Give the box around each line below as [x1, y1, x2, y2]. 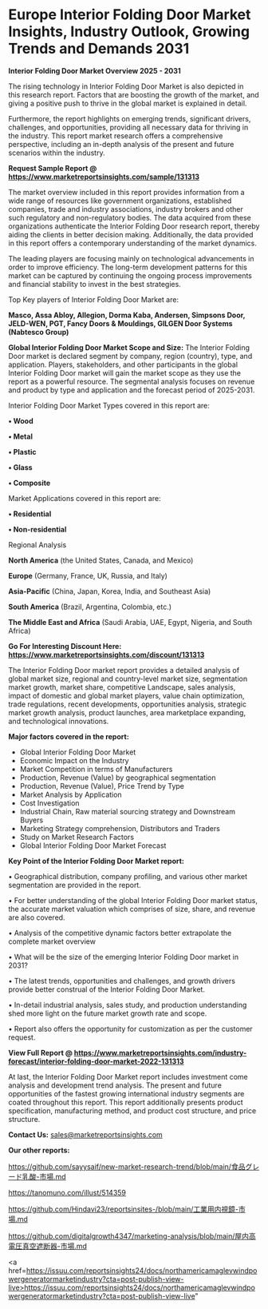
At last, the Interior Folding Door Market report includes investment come [8, 1072, 249, 1081]
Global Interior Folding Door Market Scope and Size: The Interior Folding [8, 342, 250, 352]
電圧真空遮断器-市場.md [8, 1241, 88, 1251]
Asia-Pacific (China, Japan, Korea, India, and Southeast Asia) [8, 586, 211, 596]
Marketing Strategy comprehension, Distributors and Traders [19, 823, 221, 833]
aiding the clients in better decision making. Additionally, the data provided [8, 229, 254, 239]
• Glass [8, 462, 33, 472]
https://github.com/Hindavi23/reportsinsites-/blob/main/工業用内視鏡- [8, 1204, 239, 1214]
